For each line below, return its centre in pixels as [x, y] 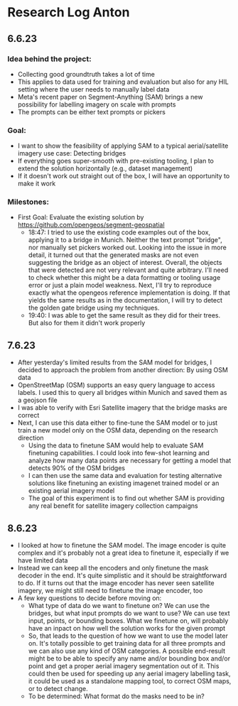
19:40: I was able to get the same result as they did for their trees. [124, 315]
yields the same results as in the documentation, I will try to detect [125, 300]
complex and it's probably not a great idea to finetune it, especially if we [123, 553]
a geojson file [38, 400]
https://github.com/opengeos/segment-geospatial [91, 225]
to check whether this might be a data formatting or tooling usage [124, 278]
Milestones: [28, 202]
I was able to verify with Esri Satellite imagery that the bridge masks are [122, 408]
